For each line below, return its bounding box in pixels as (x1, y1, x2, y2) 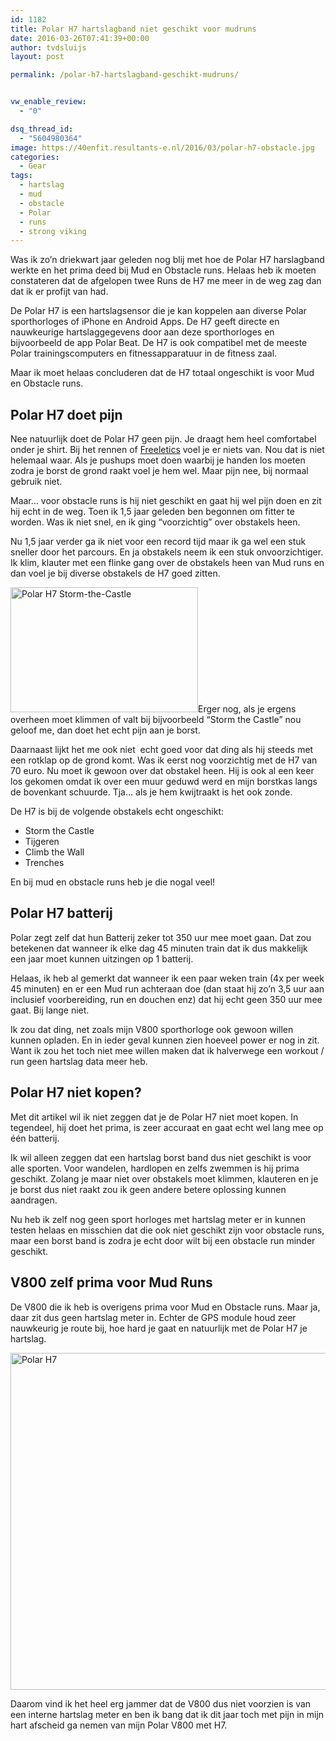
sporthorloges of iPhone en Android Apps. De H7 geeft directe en (10, 316, 280, 328)
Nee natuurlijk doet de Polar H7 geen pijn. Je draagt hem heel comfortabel (10, 433, 317, 445)
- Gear (19, 161, 47, 171)
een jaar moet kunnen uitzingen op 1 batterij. (10, 952, 194, 965)
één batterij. (10, 1132, 60, 1144)
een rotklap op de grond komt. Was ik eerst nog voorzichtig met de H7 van (10, 754, 318, 766)
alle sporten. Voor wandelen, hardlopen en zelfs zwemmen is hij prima (10, 1162, 300, 1174)
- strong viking (19, 226, 87, 236)
